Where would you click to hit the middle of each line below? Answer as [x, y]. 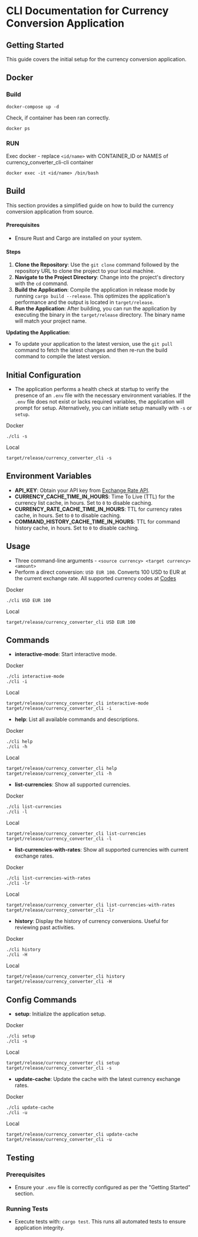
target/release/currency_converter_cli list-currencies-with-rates [91, 905]
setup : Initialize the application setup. [60, 1014]
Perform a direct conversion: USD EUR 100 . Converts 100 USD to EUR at [100, 572]
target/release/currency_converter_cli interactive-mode [77, 703]
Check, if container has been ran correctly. [58, 118]
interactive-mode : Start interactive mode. [65, 654]
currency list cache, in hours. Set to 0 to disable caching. [83, 502]
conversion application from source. [50, 211]
